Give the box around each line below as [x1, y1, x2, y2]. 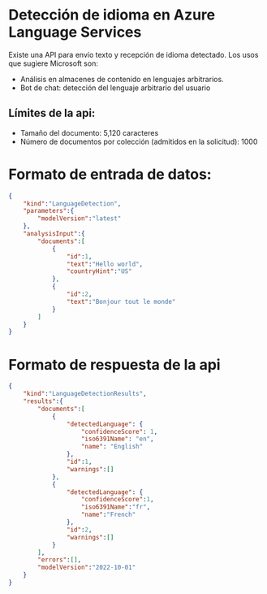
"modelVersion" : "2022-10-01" [37, 563, 136, 572]
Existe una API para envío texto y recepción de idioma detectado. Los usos [8, 50, 259, 59]
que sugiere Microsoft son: [8, 59, 99, 68]
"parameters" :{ [23, 207, 75, 215]
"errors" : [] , [37, 556, 82, 564]
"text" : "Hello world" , [66, 260, 144, 268]
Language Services [8, 23, 142, 41]
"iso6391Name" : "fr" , [80, 503, 151, 511]
